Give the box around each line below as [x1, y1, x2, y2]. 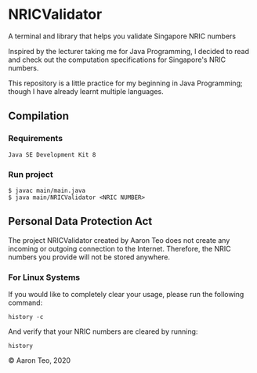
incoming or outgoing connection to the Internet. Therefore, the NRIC [8, 244, 231, 253]
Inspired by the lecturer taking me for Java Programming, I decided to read [8, 46, 249, 56]
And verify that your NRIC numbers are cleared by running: [8, 327, 198, 336]
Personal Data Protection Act [8, 215, 153, 228]
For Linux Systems [8, 272, 81, 283]
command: [8, 298, 43, 307]
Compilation [8, 110, 69, 123]
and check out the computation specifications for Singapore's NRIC [8, 55, 226, 64]
